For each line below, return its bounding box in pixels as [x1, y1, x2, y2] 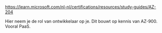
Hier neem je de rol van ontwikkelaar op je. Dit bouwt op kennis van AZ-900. [5, 19, 158, 24]
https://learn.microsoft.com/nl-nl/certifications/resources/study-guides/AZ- [5, 4, 156, 10]
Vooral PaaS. [5, 23, 31, 29]
